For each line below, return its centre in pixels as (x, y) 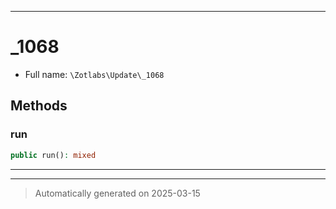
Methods (39, 106)
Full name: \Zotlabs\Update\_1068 (94, 74)
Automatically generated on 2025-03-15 (117, 193)
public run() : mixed (53, 155)
